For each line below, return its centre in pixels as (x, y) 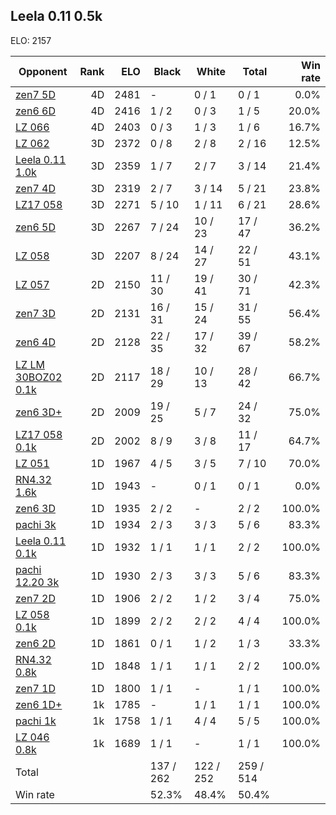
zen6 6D (35, 111)
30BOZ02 (39, 377)
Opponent (43, 71)
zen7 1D (35, 688)
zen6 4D (35, 342)
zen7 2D (35, 598)
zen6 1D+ (39, 704)
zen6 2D (35, 643)
